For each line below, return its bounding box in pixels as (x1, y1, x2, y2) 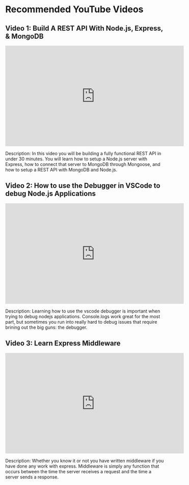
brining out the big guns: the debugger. (5, 324, 88, 330)
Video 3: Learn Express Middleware (5, 339, 121, 348)
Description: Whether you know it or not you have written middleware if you (5, 457, 164, 464)
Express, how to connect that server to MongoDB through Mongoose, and (5, 161, 160, 167)
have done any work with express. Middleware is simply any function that (5, 463, 159, 469)
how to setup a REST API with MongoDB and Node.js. (5, 167, 118, 173)
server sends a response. (5, 474, 59, 480)
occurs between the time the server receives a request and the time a (5, 468, 152, 474)
